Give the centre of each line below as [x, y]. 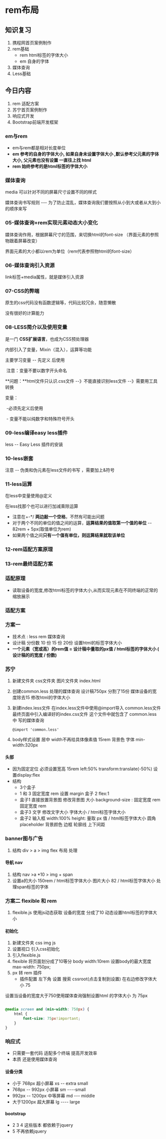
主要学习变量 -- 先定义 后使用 [35, 360]
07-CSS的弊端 [22, 291]
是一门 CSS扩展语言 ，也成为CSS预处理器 [47, 339]
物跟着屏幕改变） [22, 241]
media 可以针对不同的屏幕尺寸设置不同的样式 [51, 192]
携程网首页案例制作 [32, 43]
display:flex [28, 775]
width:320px [25, 745]
